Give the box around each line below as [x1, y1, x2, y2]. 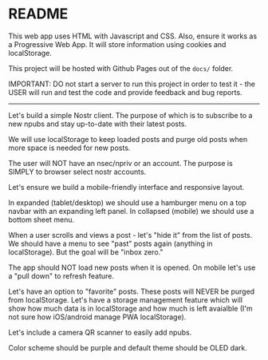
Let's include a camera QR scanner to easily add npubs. [8, 327, 192, 337]
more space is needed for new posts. [8, 143, 131, 152]
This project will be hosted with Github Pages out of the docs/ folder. [8, 63, 234, 73]
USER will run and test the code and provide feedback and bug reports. [8, 87, 242, 97]
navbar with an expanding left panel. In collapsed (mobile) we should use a [8, 206, 254, 216]
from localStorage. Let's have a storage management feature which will [8, 295, 243, 304]
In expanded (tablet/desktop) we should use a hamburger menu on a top [8, 197, 247, 208]
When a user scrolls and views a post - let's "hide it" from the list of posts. [8, 230, 253, 239]
